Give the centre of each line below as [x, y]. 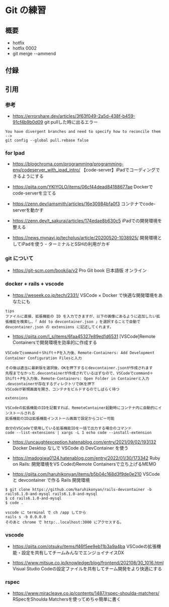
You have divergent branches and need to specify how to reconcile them [83, 132]
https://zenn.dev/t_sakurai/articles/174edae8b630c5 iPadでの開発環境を [87, 221]
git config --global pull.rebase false [47, 141]
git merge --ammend [34, 54]
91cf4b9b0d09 [28, 122]
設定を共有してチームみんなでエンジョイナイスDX [73, 553]
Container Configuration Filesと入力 [44, 358]
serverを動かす [28, 210]
